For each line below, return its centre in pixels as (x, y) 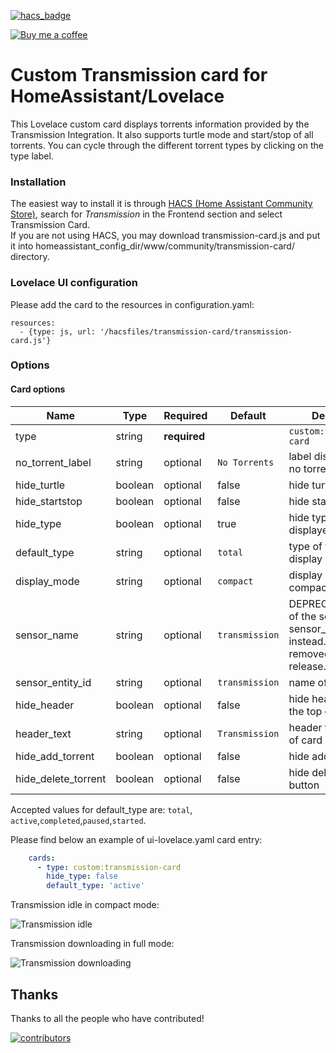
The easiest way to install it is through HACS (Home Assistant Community (161, 204)
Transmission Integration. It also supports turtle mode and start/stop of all (162, 134)
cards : (42, 858)
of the (302, 616)
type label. (32, 156)
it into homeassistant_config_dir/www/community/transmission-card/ (152, 246)
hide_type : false (82, 876)
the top (305, 711)
